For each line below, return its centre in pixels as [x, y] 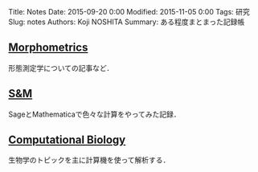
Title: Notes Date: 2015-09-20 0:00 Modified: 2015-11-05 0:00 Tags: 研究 [129, 12]
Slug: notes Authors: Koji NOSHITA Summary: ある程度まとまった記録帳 [127, 22]
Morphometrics [48, 48]
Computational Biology [67, 140]
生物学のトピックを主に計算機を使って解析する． [89, 160]
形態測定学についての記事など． [61, 68]
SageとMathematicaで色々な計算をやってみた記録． [94, 114]
